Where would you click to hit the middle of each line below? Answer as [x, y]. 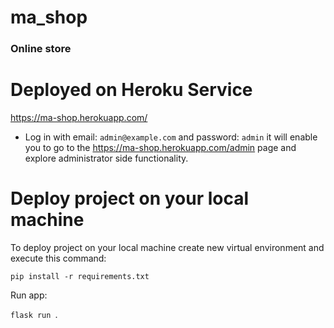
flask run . [34, 314]
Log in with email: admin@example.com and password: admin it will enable [171, 137]
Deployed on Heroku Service [131, 90]
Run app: [29, 295]
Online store [41, 49]
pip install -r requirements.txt [80, 276]
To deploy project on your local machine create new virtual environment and [167, 247]
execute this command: [58, 258]
